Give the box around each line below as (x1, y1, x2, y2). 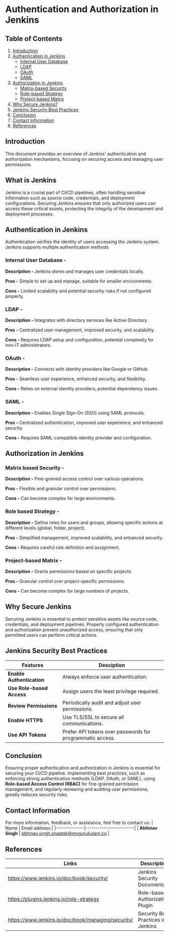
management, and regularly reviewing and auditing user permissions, (5, 786, 149, 792)
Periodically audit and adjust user (62, 699, 141, 706)
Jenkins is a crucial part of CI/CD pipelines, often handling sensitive (5, 189, 146, 195)
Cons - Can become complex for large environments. (5, 495, 116, 501)
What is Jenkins (5, 176, 57, 185)
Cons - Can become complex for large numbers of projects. (5, 588, 129, 594)
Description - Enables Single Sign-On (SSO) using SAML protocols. (5, 409, 145, 416)
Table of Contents (5, 34, 63, 43)
